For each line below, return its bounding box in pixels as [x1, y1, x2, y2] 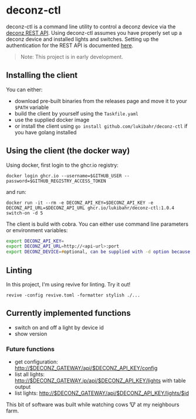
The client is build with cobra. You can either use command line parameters [6, 220, 189, 227]
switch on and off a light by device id [14, 324, 104, 331]
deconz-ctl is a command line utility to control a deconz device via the [6, 23, 176, 30]
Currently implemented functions [6, 308, 131, 318]
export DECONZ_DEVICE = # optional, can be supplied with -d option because [6, 249, 191, 255]
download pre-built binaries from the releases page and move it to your [14, 97, 188, 104]
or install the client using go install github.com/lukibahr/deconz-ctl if [14, 122, 188, 130]
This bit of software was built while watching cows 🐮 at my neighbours [6, 401, 180, 408]
